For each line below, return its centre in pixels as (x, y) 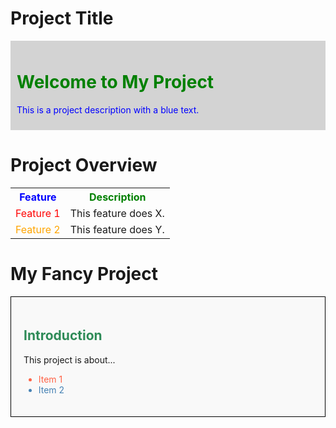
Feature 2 (38, 229)
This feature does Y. (117, 229)
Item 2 (51, 389)
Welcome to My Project (115, 82)
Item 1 (50, 379)
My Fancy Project (84, 274)
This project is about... (69, 359)
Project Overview (84, 165)
